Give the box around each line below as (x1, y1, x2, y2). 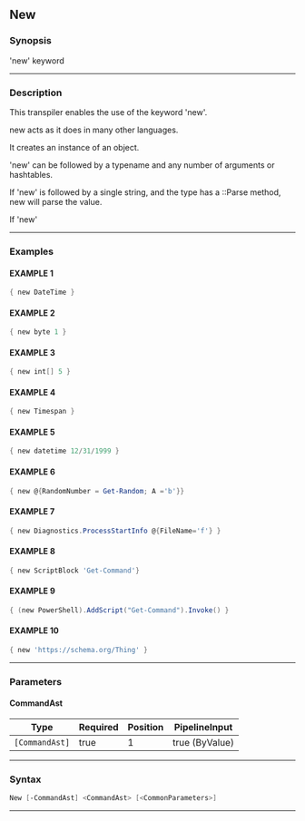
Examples (9, 245, 54, 258)
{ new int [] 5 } (9, 367, 71, 376)
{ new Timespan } (9, 407, 75, 416)
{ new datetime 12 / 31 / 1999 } (9, 446, 120, 456)
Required (78, 720, 120, 733)
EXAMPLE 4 (9, 386, 56, 397)
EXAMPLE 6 (9, 466, 56, 477)
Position (127, 720, 164, 733)
